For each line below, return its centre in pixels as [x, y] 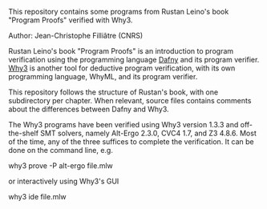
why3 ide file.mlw [37, 197]
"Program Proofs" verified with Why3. [71, 20]
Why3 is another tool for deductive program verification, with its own [122, 68]
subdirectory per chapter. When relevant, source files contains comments [130, 100]
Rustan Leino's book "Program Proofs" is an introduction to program [121, 51]
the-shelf [23, 133]
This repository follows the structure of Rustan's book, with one [113, 92]
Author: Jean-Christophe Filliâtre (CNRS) [76, 36]
